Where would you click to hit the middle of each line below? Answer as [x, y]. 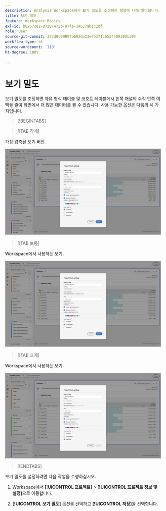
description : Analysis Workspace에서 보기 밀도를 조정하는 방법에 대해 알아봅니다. [83, 10]
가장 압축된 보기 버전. [25, 142]
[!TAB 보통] [28, 243]
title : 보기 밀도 [21, 16]
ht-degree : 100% [22, 52]
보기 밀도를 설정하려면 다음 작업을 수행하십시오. [51, 477]
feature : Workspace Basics [33, 21]
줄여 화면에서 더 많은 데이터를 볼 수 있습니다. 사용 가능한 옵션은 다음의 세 [84, 105]
